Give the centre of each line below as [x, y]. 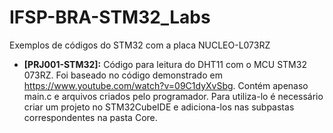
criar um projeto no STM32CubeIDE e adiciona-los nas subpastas [159, 107]
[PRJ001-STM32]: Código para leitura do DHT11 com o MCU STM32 [165, 64]
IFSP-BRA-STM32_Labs [110, 17]
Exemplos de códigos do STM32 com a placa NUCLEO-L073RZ [140, 45]
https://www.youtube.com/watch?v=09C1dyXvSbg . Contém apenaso [166, 85]
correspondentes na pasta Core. [90, 117]
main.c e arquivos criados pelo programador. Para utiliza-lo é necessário [173, 96]
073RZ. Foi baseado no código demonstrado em [123, 75]
